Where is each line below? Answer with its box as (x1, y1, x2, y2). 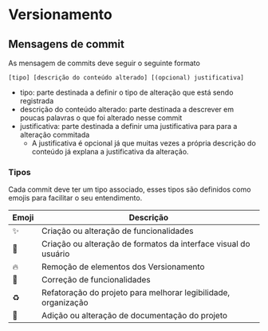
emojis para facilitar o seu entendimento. (8, 193, 143, 203)
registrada (19, 96, 54, 105)
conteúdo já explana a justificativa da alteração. (31, 147, 189, 156)
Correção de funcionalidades (41, 275, 152, 286)
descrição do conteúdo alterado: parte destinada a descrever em (19, 105, 234, 114)
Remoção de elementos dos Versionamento (41, 261, 205, 272)
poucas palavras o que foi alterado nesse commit (19, 113, 183, 123)
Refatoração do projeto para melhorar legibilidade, (41, 287, 231, 298)
